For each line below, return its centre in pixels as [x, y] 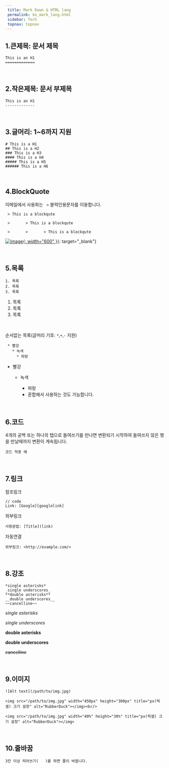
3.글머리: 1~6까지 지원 [38, 132]
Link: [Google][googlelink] [35, 506]
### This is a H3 [23, 153]
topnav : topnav [23, 24]
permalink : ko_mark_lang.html [39, 15]
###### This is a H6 [27, 166]
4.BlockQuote [27, 191]
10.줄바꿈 [19, 748]
